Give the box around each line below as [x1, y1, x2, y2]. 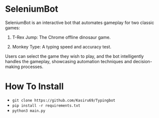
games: [5, 24, 21, 30]
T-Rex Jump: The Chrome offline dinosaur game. [12, 34, 111, 40]
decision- [133, 58, 153, 64]
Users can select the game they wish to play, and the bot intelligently [5, 53, 144, 59]
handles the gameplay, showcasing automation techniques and [5, 58, 132, 64]
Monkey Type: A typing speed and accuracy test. [12, 44, 112, 49]
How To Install [5, 81, 64, 92]
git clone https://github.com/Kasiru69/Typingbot [12, 98, 116, 103]
